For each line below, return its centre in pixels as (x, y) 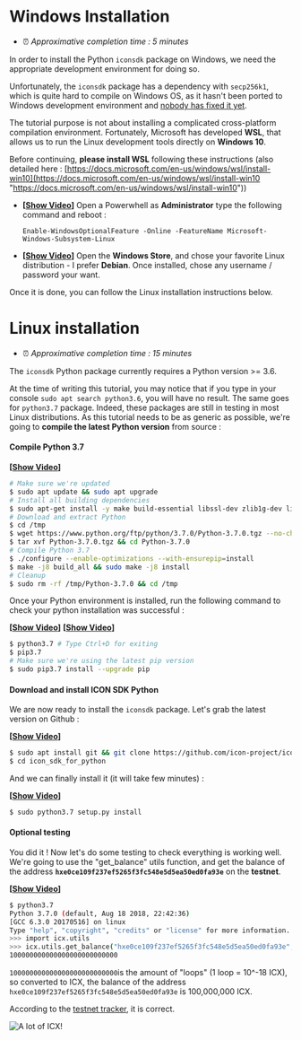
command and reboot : (64, 214)
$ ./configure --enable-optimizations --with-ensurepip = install (132, 558)
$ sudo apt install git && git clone (80, 753)
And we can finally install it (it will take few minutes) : (107, 778)
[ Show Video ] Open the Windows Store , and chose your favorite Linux (153, 255)
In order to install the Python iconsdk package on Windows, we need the (142, 59)
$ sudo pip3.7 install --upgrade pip (80, 669)
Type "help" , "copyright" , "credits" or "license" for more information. (150, 931)
